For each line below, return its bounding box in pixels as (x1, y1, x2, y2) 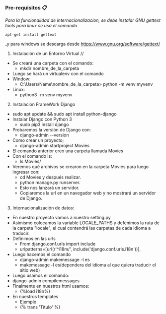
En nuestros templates (12, 294, 59, 300)
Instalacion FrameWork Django (12, 101, 76, 108)
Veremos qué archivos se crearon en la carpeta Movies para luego (12, 164, 149, 170)
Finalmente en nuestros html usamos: (12, 283, 89, 289)
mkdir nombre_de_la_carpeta (19, 65, 80, 71)
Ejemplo (19, 299, 37, 305)
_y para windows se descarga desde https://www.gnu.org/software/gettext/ (5, 41, 161, 47)
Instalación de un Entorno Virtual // (12, 51, 84, 57)
